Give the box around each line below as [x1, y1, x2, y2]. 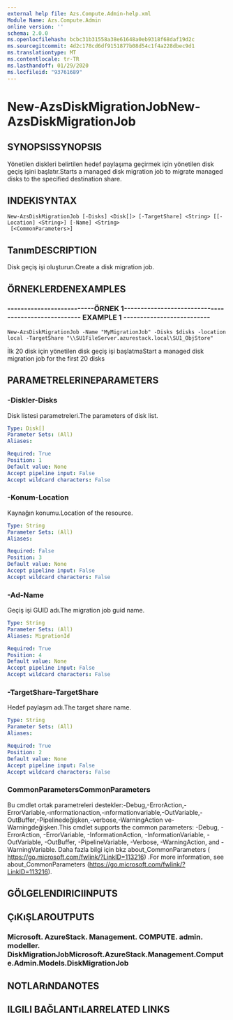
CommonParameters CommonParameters [7, 785, 151, 795]
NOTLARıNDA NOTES [7, 980, 100, 991]
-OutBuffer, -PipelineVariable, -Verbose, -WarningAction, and [44, 838, 220, 846]
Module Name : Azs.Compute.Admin [7, 17, 101, 24]
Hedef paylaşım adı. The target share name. [7, 703, 131, 712]
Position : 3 [7, 554, 42, 562]
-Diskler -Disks [7, 396, 58, 405]
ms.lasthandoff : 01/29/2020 [7, 62, 89, 69]
